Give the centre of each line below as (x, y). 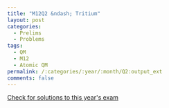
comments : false (30, 78)
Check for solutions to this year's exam (63, 98)
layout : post (26, 20)
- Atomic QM (31, 65)
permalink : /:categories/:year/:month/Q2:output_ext (85, 71)
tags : (15, 46)
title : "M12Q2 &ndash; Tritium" (54, 13)
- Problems (29, 39)
